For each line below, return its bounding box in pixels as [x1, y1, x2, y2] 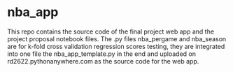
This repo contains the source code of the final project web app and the [7, 27, 215, 36]
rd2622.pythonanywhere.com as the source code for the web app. [7, 57, 199, 65]
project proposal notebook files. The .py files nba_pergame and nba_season [7, 34, 227, 43]
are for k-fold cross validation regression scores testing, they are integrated [7, 42, 225, 50]
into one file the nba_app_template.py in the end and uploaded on [7, 50, 196, 58]
